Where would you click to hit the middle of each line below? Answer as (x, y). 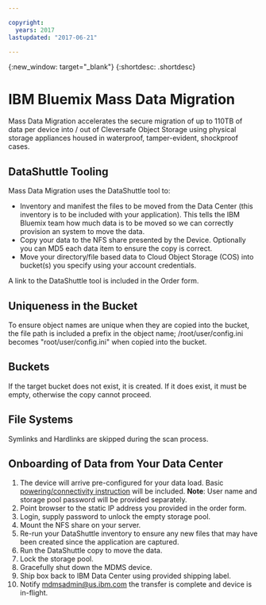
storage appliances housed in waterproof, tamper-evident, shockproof (123, 138)
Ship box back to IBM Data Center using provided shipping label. (125, 576)
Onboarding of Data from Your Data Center (116, 464)
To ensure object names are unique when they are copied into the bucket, (129, 325)
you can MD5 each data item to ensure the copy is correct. (116, 248)
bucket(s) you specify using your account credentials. (108, 265)
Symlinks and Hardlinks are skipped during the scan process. (108, 439)
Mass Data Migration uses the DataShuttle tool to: (89, 191)
